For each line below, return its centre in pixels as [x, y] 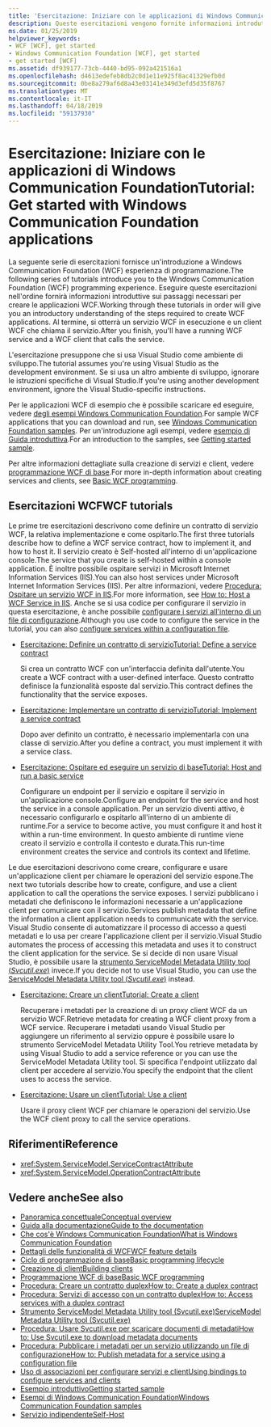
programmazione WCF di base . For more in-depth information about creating [135, 472]
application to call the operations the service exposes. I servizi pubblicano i [133, 893]
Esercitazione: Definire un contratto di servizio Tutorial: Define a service [138, 644]
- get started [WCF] [43, 61]
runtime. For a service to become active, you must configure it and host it [141, 825]
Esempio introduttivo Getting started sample [92, 1389]
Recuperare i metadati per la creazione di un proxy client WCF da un [133, 1010]
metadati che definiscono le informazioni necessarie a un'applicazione [126, 901]
